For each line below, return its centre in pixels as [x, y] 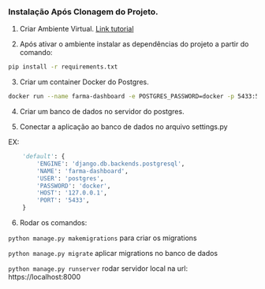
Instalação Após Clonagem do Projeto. [83, 12]
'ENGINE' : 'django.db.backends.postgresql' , [111, 164]
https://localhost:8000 [45, 277]
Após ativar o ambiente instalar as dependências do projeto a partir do [134, 44]
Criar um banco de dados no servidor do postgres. [102, 112]
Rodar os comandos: [53, 223]
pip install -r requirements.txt [63, 67]
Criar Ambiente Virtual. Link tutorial [77, 29]
